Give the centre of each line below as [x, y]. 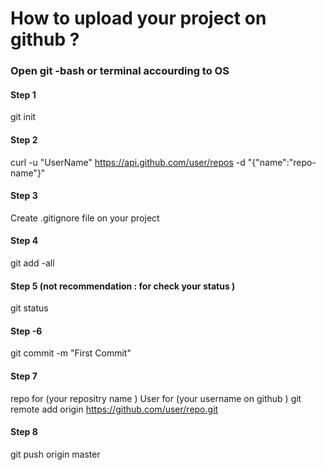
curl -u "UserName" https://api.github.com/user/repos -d [128, 162]
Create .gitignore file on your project [85, 218]
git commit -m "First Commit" [71, 353]
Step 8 [24, 432]
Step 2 [24, 139]
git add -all [32, 263]
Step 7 [24, 376]
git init [23, 117]
